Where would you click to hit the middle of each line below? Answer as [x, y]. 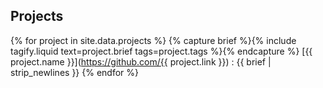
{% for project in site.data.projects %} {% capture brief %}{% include [153, 40]
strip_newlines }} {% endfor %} [74, 72]
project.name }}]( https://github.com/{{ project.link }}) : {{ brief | [141, 61]
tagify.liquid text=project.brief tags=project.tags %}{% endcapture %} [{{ [161, 51]
